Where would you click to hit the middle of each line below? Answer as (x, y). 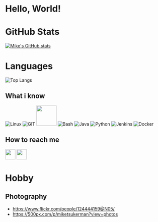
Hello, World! (33, 9)
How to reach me (32, 140)
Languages (29, 66)
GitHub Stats (32, 32)
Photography (26, 197)
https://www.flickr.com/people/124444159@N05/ (63, 209)
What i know (25, 96)
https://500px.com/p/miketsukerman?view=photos (65, 214)
